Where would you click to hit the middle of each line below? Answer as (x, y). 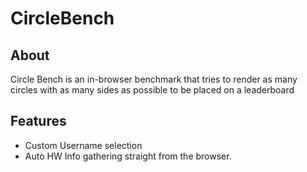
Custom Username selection (83, 145)
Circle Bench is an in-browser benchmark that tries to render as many (154, 79)
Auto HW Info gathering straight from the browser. (128, 156)
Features (38, 121)
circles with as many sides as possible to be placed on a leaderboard (152, 90)
